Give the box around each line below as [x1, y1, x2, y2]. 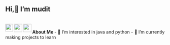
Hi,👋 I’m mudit [5, 5, 51, 13]
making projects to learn [5, 34, 56, 40]
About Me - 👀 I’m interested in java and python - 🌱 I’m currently [32, 28, 165, 35]
